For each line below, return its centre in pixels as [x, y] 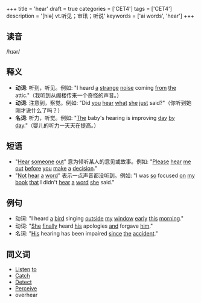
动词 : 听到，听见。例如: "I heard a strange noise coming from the [96, 87]
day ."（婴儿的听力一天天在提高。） [57, 125]
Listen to [26, 269]
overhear [26, 295]
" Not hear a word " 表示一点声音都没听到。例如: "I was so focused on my [105, 176]
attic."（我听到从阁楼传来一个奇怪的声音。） [69, 95]
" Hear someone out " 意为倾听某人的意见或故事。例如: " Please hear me [103, 161]
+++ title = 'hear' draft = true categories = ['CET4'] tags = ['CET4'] [89, 9]
